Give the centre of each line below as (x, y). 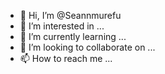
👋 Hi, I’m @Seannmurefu (70, 15)
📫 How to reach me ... (66, 58)
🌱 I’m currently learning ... (73, 36)
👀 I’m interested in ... (62, 26)
